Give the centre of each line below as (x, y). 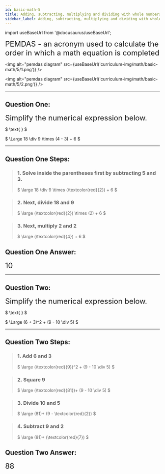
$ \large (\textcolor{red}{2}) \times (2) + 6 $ (61, 213)
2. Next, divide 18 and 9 (46, 202)
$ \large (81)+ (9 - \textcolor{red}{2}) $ (56, 414)
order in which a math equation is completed (82, 53)
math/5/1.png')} (21, 70)
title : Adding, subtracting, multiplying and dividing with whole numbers (83, 14)
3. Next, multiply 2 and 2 (47, 226)
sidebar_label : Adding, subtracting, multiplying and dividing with (77, 19)
